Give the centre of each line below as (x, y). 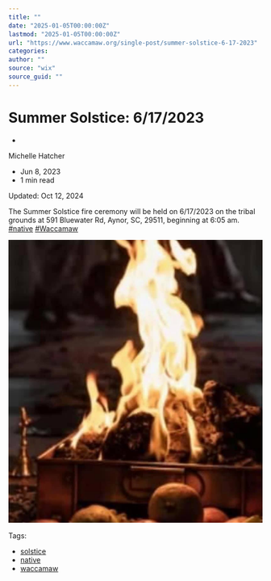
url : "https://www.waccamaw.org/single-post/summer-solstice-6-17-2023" (133, 43)
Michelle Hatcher (37, 156)
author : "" (27, 60)
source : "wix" (32, 69)
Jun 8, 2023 (40, 171)
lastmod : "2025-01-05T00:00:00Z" (65, 34)
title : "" (25, 17)
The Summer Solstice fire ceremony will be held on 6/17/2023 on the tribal (132, 211)
